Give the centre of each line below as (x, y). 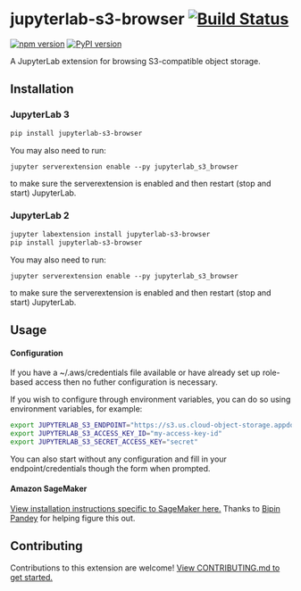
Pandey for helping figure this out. (73, 518)
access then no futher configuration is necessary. (126, 382)
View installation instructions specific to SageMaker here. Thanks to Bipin (145, 508)
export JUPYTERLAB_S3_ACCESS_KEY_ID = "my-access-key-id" (116, 434)
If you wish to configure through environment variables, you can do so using (150, 400)
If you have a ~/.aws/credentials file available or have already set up (135, 373)
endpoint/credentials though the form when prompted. (110, 468)
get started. (31, 577)
